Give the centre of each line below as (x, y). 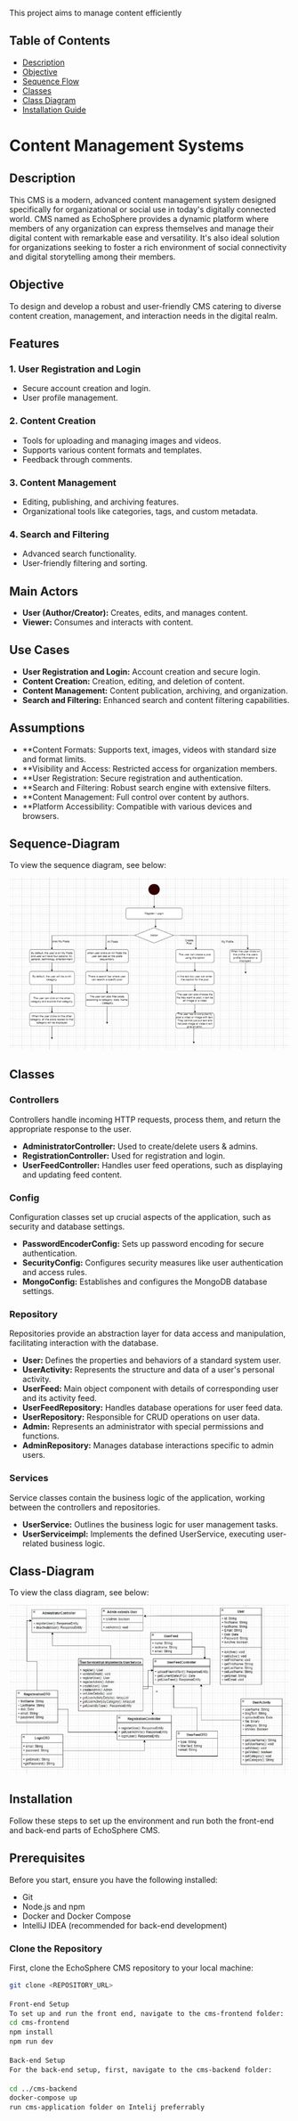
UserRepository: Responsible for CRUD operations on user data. (141, 1417)
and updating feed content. (72, 1175)
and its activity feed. (60, 1398)
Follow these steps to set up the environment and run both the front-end (141, 1821)
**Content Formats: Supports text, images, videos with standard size (149, 749)
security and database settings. (67, 1227)
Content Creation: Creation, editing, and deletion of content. (133, 681)
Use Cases (40, 650)
